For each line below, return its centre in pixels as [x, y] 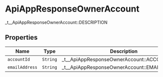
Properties [21, 38]
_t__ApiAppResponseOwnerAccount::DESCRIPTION [56, 22]
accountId [19, 59]
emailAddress [23, 67]
